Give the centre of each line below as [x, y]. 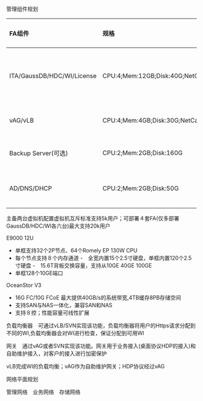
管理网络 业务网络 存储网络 [43, 392]
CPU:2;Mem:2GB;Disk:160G [143, 153]
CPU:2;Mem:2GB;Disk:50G [141, 188]
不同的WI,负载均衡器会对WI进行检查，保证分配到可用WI [75, 333]
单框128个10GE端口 [39, 273]
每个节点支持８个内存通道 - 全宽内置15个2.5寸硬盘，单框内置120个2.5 [103, 258]
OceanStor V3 [24, 285]
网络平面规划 [22, 379]
